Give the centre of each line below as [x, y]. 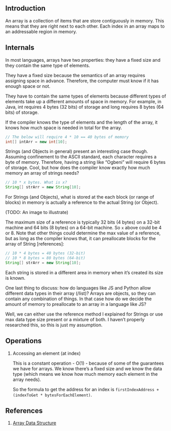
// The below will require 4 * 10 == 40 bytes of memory [67, 137]
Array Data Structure [34, 423]
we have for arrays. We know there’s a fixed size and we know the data [87, 368]
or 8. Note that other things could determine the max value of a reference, [83, 233]
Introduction [26, 8]
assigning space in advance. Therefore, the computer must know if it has [82, 81]
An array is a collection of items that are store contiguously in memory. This [85, 20]
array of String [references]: [35, 244]
